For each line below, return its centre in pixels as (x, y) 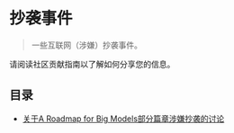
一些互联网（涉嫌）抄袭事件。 (86, 45)
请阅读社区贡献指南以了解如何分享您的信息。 (92, 64)
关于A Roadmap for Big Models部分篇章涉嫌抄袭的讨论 (123, 119)
